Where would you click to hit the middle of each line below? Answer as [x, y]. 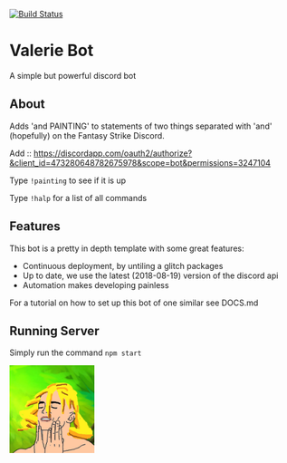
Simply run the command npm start [76, 352]
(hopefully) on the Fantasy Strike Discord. [87, 135]
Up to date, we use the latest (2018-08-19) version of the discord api [150, 275]
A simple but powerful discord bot [73, 75]
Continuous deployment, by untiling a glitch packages [123, 265]
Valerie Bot [52, 51]
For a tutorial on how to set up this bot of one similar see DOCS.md [134, 303]
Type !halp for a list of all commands [78, 198]
